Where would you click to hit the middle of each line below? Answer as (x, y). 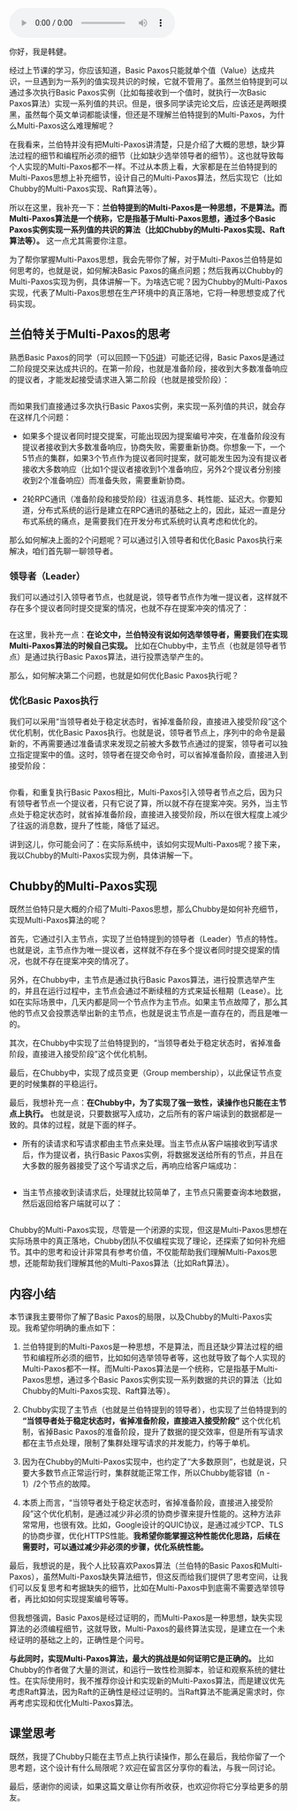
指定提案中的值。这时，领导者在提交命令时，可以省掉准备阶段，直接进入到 (152, 755)
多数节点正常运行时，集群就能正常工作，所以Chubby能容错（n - (154, 1473)
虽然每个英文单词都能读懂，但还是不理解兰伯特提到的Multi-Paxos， (147, 115)
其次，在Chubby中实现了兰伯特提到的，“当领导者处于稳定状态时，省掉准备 (145, 1043)
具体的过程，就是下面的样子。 (87, 1125)
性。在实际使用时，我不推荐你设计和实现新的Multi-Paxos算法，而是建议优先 (147, 1681)
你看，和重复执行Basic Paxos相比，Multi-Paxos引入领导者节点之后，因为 (142, 792)
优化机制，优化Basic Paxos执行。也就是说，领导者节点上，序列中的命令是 (144, 733)
